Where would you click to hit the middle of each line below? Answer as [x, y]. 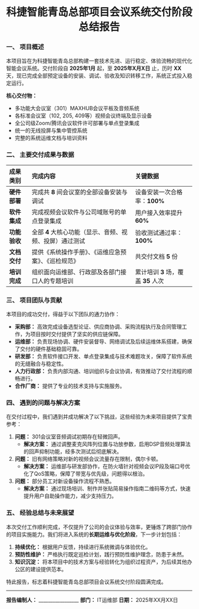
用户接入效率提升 [159, 213]
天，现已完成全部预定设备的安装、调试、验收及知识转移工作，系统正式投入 [97, 76]
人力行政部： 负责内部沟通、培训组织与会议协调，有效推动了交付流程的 [101, 371]
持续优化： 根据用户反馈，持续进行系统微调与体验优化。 [83, 547]
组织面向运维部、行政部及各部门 [76, 272]
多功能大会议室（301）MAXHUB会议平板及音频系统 [77, 108]
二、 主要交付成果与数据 [40, 155]
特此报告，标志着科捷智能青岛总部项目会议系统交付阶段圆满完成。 [86, 582]
